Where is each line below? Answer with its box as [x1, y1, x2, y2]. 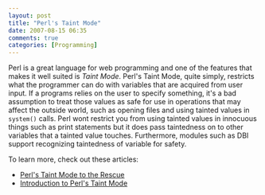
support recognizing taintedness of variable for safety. [8, 139, 187, 149]
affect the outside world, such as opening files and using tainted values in [8, 105, 250, 115]
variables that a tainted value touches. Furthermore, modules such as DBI [8, 131, 249, 140]
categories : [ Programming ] [8, 41, 98, 49]
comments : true [8, 33, 59, 42]
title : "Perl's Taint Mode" [8, 19, 102, 27]
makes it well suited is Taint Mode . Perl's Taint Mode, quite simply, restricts [8, 72, 255, 81]
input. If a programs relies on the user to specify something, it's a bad [8, 88, 237, 98]
